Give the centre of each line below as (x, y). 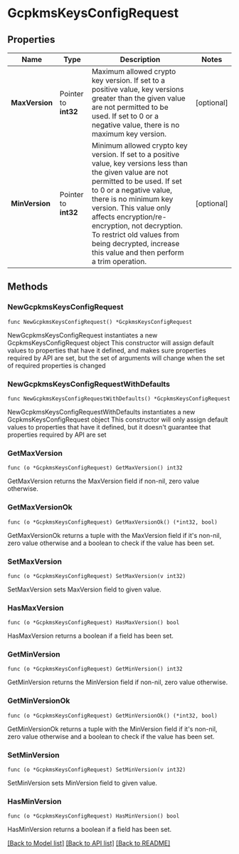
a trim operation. (119, 261)
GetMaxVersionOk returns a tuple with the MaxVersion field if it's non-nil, (115, 535)
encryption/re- (142, 217)
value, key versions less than (140, 163)
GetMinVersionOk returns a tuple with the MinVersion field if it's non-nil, (112, 728)
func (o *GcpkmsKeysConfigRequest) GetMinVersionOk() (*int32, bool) (113, 716)
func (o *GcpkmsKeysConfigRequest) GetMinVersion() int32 (95, 669)
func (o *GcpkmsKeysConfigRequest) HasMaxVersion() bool (94, 623)
